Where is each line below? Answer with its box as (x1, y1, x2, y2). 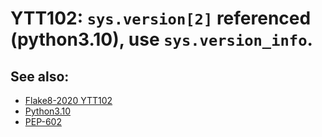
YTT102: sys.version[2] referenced (10, 7, 312, 30)
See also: (10, 68, 70, 85)
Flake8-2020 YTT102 (24, 95, 113, 106)
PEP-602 (24, 116, 62, 127)
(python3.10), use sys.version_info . (10, 28, 313, 51)
